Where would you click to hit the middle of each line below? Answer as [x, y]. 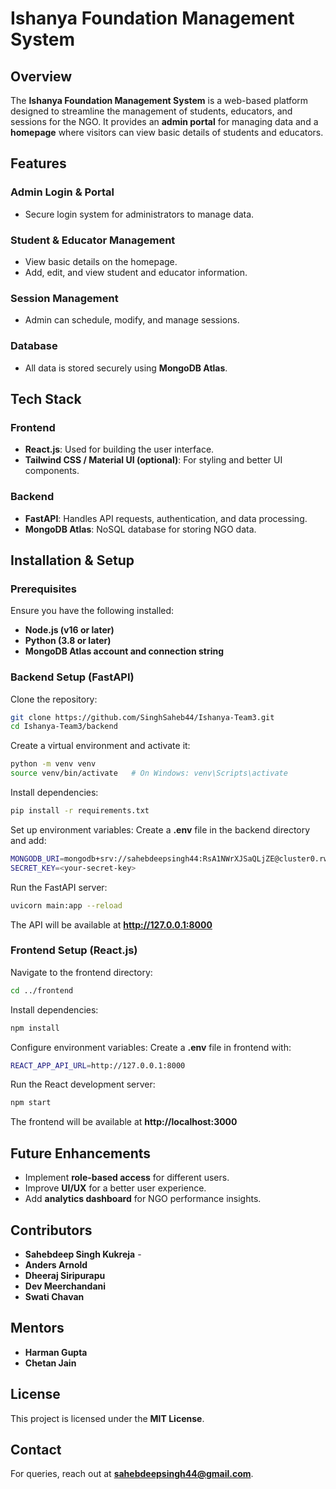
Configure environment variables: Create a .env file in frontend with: [151, 1047]
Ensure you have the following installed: [92, 611]
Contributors [51, 1230]
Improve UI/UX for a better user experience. [115, 1188]
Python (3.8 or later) [68, 641]
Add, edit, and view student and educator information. [136, 272]
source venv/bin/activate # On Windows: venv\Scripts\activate [149, 773]
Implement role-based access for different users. [127, 1178]
